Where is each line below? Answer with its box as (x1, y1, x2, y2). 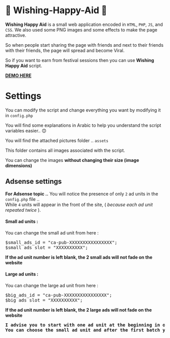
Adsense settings (5, 177, 62, 186)
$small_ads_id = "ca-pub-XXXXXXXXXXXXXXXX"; (5, 240, 118, 245)
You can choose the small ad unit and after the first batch (5, 327, 160, 333)
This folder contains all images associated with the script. (5, 147, 125, 153)
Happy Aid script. (5, 62, 42, 69)
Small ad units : (5, 218, 38, 225)
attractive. (5, 32, 26, 38)
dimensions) (5, 162, 32, 168)
